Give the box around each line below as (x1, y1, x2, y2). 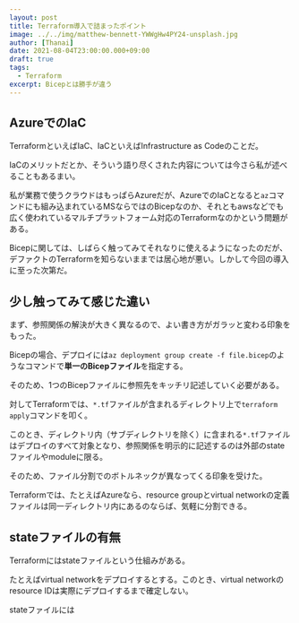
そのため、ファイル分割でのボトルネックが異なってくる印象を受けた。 (9, 471, 268, 481)
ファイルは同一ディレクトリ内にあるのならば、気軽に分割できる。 (9, 501, 252, 512)
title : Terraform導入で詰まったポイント (9, 22, 147, 30)
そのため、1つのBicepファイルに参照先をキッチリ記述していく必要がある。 (9, 380, 285, 391)
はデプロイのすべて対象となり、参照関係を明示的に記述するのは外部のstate (9, 440, 285, 451)
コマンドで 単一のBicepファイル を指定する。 (24, 360, 188, 372)
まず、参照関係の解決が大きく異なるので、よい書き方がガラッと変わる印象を (9, 319, 291, 330)
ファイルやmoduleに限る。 (9, 452, 108, 463)
